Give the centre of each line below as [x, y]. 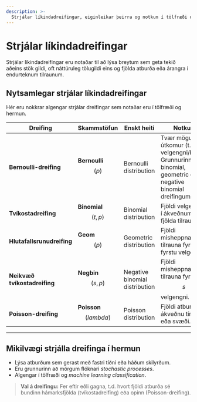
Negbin [88, 273]
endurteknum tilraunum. [35, 75]
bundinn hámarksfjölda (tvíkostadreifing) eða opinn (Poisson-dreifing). [106, 393]
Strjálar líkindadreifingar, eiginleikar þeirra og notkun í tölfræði [99, 17]
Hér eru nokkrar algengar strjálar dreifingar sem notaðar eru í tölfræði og [94, 107]
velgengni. [175, 297]
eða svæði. [176, 322]
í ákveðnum [176, 214]
